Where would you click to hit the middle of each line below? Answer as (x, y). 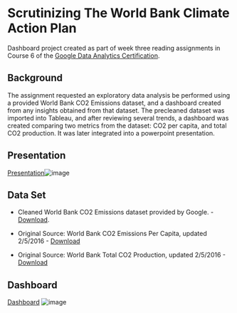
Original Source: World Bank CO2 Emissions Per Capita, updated (112, 234)
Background (35, 78)
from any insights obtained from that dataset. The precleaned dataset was (116, 110)
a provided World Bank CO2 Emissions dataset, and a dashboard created (114, 103)
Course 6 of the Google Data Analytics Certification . (84, 56)
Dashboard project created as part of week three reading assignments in (114, 48)
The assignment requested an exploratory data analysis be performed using (119, 95)
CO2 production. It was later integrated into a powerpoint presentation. (111, 133)
